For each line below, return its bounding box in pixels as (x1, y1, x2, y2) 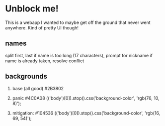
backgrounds (5, 72, 48, 81)
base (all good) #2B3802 (12, 85, 64, 91)
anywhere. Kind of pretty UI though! (5, 24, 79, 30)
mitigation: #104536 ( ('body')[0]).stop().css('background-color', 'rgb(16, (12, 110, 161, 116)
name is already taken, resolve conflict (5, 58, 84, 64)
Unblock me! (5, 3, 59, 14)
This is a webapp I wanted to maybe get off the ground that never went (5, 19, 151, 25)
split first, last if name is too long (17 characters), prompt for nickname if (5, 52, 153, 58)
